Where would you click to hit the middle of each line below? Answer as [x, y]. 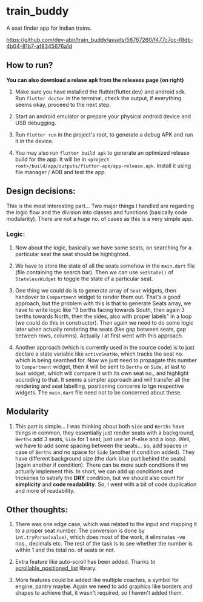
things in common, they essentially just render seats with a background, [105, 433]
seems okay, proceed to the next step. [63, 104]
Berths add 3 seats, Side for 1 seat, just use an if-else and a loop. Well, [103, 439]
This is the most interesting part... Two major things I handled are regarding [100, 206]
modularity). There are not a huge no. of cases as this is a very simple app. [100, 218]
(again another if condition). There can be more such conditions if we [102, 465]
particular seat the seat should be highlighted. [72, 254]
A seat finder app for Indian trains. [49, 28]
